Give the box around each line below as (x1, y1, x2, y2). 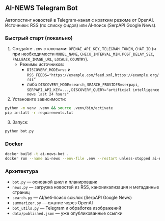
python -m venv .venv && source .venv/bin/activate (5, 106, 113, 111)
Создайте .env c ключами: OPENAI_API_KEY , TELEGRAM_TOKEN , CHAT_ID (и (12, 46, 156, 52)
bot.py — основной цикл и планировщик (12, 179, 97, 185)
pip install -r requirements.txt (5, 110, 74, 115)
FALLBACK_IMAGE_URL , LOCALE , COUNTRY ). (12, 56, 88, 62)
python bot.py (5, 128, 34, 133)
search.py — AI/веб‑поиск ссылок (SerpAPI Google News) (12, 194, 132, 201)
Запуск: (12, 119, 28, 125)
